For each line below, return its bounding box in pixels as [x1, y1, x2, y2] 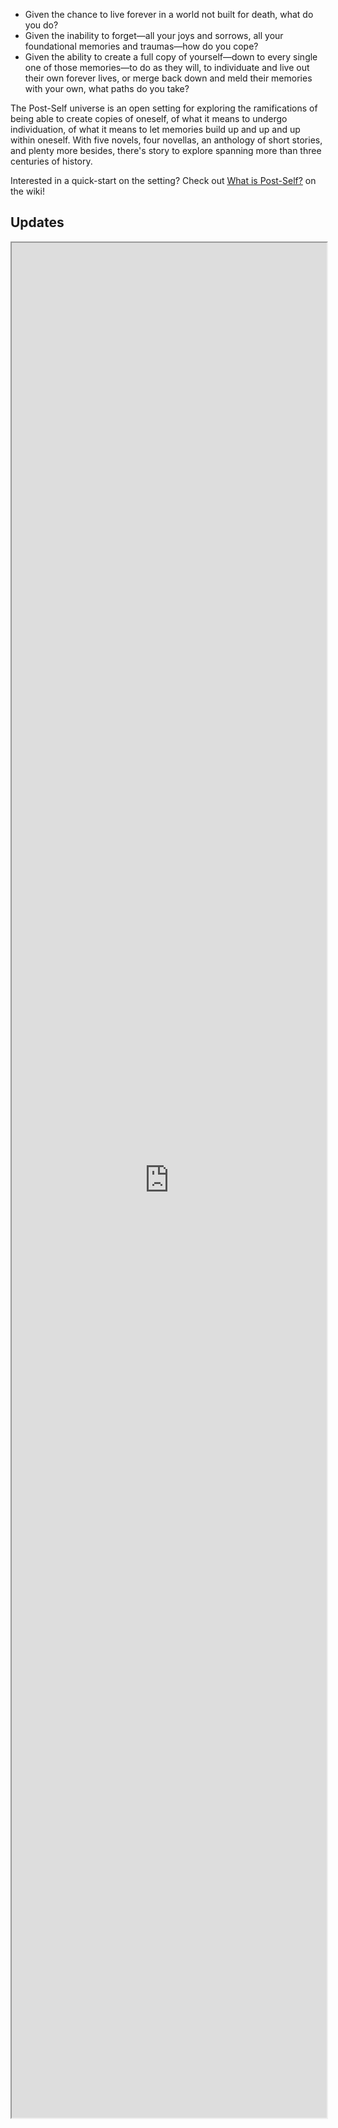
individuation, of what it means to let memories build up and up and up [10, 124, 301, 135]
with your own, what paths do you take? [24, 83, 190, 94]
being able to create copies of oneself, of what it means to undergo [10, 113, 288, 124]
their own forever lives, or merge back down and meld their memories [24, 72, 313, 84]
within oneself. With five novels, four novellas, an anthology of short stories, [10, 134, 323, 146]
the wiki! [10, 185, 45, 197]
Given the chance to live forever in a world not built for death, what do [24, 9, 314, 20]
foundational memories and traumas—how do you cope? [24, 40, 259, 52]
